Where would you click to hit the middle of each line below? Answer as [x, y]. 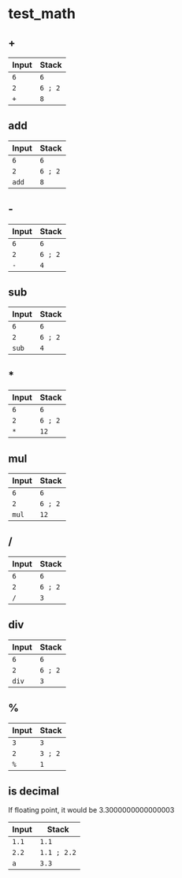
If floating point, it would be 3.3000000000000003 [91, 810]
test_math [42, 14]
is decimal [34, 791]
